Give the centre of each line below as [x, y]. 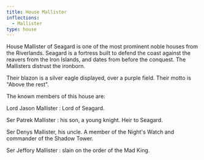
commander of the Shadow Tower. [50, 139]
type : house [21, 29]
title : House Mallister [37, 12]
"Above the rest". [28, 85]
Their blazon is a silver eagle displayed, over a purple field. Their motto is [99, 78]
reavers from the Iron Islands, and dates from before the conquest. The [96, 59]
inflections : [23, 18]
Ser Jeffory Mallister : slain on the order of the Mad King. [78, 150]
